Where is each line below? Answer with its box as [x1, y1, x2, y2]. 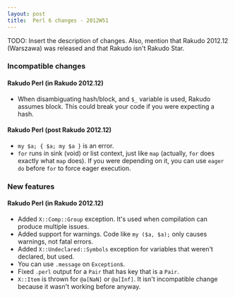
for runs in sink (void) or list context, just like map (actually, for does [17, 149, 215, 157]
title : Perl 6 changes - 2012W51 [7, 17, 109, 24]
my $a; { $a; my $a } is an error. [17, 141, 114, 150]
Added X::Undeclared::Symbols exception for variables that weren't [17, 244, 214, 253]
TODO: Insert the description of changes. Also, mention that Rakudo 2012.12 [7, 36, 229, 44]
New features [7, 181, 55, 191]
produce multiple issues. [17, 222, 90, 230]
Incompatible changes [7, 61, 86, 71]
